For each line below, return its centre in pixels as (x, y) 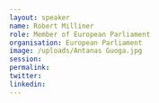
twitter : (26, 76)
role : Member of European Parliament (80, 34)
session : (26, 59)
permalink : (30, 68)
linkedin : (28, 84)
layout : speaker (40, 17)
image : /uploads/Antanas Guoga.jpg (76, 51)
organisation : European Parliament (76, 43)
